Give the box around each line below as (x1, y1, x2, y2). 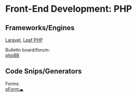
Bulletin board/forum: (5, 47, 50, 53)
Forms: (5, 80, 20, 87)
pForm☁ (5, 86, 24, 92)
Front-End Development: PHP (5, 3, 132, 15)
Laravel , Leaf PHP (5, 37, 43, 43)
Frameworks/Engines (5, 23, 75, 32)
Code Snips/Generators (5, 67, 82, 76)
